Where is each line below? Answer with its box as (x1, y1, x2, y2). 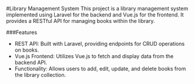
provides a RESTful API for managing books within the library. (6, 18, 155, 24)
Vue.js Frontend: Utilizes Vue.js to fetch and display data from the (14, 53, 174, 59)
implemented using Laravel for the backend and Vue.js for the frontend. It (6, 11, 184, 18)
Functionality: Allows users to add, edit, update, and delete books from (14, 65, 186, 72)
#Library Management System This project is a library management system (6, 5, 188, 12)
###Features (6, 29, 37, 36)
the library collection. (14, 72, 66, 78)
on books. (14, 46, 39, 53)
